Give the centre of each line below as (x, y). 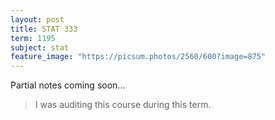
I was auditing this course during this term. (123, 105)
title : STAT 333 (44, 29)
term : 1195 (33, 38)
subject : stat (40, 47)
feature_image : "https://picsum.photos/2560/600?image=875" (138, 57)
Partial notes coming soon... (68, 85)
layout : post (37, 19)
